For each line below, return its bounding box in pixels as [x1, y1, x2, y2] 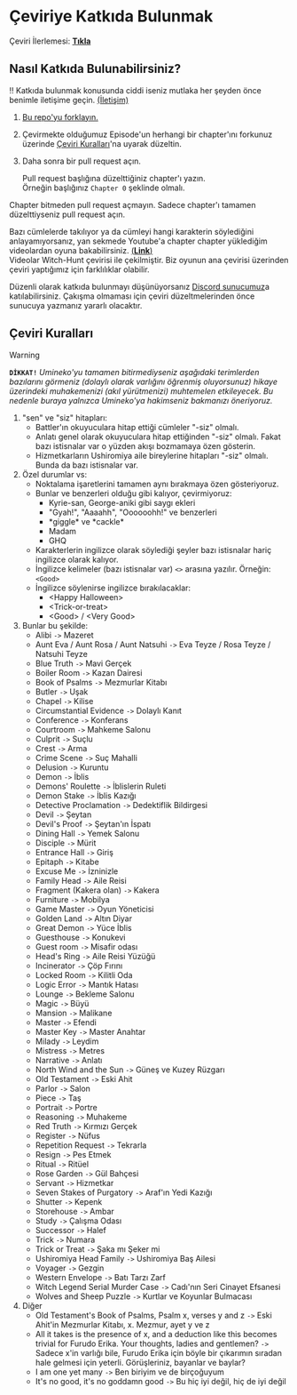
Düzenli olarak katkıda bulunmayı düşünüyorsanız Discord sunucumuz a [9, 281, 270, 292]
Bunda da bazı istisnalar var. [35, 460, 139, 470]
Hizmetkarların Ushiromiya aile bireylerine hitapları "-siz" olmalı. [35, 450, 269, 461]
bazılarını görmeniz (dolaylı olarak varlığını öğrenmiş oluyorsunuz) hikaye [9, 376, 277, 387]
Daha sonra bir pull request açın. [21, 156, 142, 166]
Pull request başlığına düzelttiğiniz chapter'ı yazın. [21, 172, 206, 183]
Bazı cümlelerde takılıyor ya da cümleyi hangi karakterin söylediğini [9, 226, 254, 237]
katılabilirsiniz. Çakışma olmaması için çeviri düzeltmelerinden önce [9, 291, 255, 301]
